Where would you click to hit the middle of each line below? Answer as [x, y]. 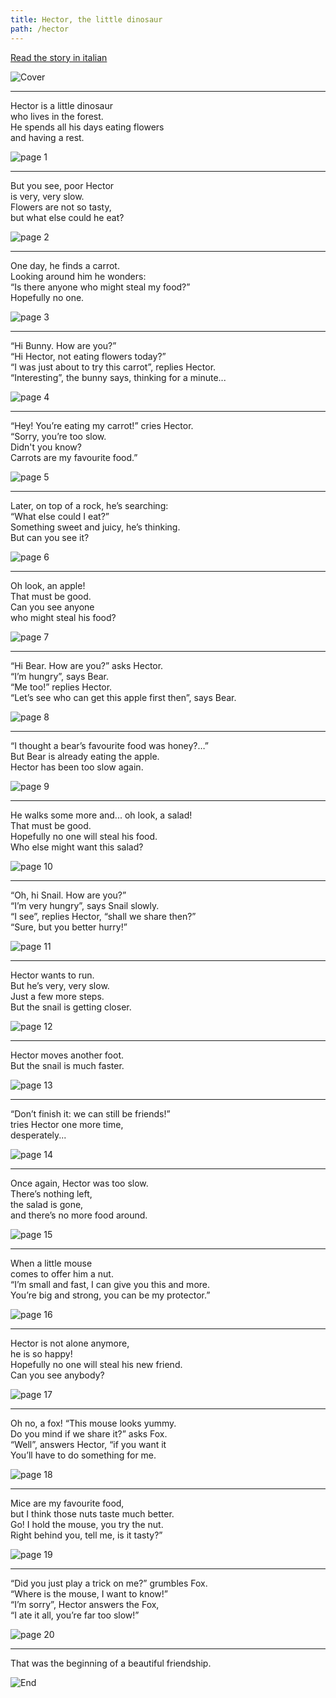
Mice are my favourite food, [67, 1503]
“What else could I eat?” [60, 516]
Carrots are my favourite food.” [74, 457]
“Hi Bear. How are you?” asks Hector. [87, 665]
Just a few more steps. [57, 996]
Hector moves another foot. [67, 1055]
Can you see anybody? [57, 1375]
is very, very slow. [47, 196]
